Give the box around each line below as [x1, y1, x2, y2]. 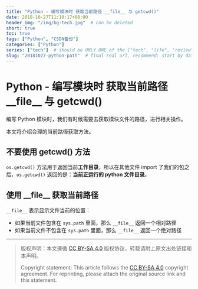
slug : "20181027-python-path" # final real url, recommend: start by [6, 53, 183, 59]
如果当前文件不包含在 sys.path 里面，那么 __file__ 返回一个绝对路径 [14, 227, 182, 234]
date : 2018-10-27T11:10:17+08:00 [6, 14, 88, 20]
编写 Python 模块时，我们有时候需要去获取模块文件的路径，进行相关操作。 [6, 115, 187, 122]
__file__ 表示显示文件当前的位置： [6, 207, 91, 214]
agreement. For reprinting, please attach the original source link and [20, 270, 186, 278]
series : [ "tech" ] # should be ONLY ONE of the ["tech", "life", [6, 47, 170, 53]
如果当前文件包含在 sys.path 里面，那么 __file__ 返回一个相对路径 [14, 219, 177, 226]
